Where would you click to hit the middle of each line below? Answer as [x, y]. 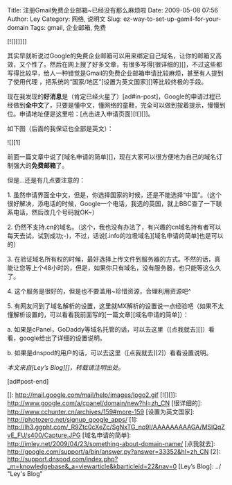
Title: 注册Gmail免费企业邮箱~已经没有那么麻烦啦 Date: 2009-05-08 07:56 [113, 10]
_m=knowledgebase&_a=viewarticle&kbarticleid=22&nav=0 [92, 466]
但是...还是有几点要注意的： [46, 180]
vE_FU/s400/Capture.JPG [44, 435]
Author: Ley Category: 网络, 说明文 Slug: [65, 19]
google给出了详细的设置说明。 [62, 338]
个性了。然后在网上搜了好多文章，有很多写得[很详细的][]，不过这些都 [124, 64]
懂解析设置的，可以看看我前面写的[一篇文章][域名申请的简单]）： [98, 315]
